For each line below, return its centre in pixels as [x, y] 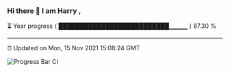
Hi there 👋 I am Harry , [44, 11]
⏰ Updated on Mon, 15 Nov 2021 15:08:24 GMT [74, 48]
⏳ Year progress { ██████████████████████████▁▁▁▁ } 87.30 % [112, 26]
